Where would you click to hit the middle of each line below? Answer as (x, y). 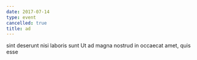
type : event (21, 17)
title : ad (19, 28)
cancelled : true (27, 23)
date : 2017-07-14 (28, 12)
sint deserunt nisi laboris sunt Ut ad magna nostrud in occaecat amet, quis (98, 46)
